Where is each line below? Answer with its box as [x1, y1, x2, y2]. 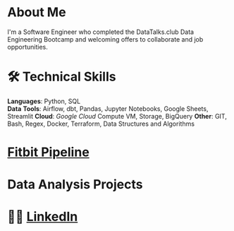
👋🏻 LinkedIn [7, 209, 78, 225]
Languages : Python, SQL [7, 97, 81, 105]
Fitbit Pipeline [7, 144, 90, 160]
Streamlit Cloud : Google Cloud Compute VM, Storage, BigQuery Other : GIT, [7, 112, 227, 120]
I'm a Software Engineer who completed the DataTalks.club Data [7, 28, 195, 36]
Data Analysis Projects [7, 177, 143, 193]
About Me [7, 4, 66, 20]
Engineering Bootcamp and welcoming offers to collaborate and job [7, 35, 204, 43]
